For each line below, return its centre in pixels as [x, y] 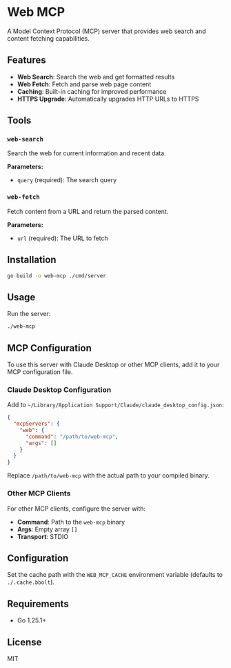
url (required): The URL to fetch [62, 238]
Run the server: [29, 314]
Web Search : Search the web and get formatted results [96, 77]
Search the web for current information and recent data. [87, 153]
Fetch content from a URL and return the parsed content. [88, 211]
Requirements [38, 603]
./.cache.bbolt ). [31, 582]
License [24, 642]
